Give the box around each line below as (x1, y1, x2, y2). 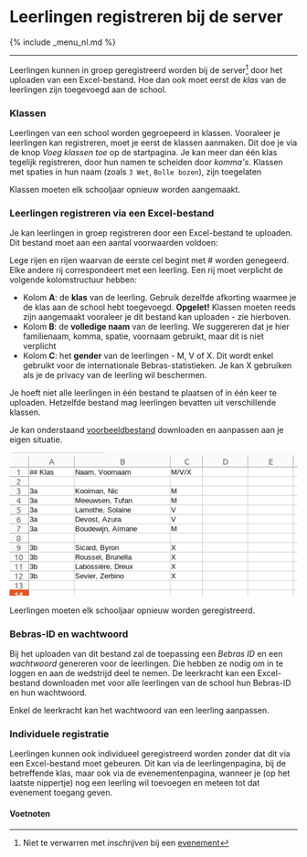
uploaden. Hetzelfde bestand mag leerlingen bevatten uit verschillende (9, 397, 277, 408)
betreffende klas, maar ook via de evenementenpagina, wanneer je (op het (9, 767, 291, 778)
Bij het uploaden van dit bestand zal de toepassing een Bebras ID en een (9, 649, 283, 660)
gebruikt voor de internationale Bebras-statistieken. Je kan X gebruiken (22, 360, 292, 371)
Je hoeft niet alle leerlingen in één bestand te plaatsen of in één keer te (9, 387, 277, 398)
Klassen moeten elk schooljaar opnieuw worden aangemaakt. (9, 184, 240, 195)
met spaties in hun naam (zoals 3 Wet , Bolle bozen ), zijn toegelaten (9, 166, 262, 177)
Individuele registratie (9, 727, 110, 740)
